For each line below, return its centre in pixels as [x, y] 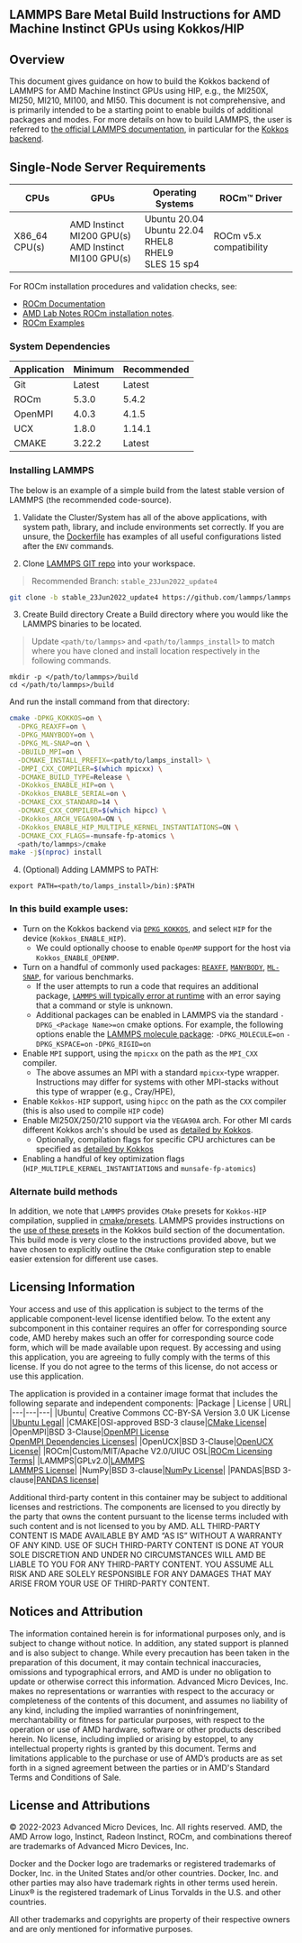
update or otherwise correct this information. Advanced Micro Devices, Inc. [149, 1682]
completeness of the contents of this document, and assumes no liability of [149, 1700]
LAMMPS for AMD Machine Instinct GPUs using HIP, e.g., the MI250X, [139, 91]
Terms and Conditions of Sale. [65, 1777]
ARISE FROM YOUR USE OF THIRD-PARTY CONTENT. [110, 1583]
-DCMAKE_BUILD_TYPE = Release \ [74, 777]
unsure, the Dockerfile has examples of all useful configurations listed [151, 536]
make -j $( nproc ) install [56, 852]
